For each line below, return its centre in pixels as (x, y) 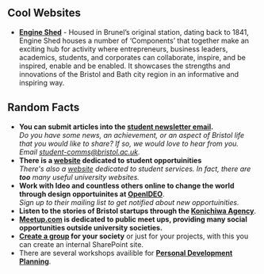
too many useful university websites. (79, 177)
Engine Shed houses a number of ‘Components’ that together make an (134, 40)
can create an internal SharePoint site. (81, 244)
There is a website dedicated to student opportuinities (110, 160)
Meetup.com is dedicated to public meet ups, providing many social (133, 219)
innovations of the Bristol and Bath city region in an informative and (129, 74)
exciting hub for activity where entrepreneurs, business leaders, (123, 49)
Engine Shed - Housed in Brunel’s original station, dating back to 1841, (134, 32)
